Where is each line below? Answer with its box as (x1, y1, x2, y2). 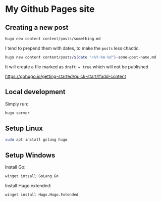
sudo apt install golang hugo (5, 137, 68, 142)
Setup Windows (5, 151, 55, 159)
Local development (5, 88, 66, 96)
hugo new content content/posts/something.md (5, 36, 101, 41)
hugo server (5, 110, 30, 115)
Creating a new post (5, 23, 69, 32)
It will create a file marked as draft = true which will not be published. (5, 63, 150, 70)
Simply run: (5, 101, 29, 107)
